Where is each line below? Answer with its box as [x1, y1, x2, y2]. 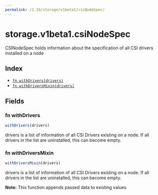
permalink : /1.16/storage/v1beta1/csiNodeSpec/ [5, 7, 105, 12]
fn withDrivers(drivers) [12, 78, 64, 83]
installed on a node [5, 50, 44, 56]
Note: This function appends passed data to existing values [5, 185, 127, 191]
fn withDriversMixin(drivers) [12, 83, 75, 89]
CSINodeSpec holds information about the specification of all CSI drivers [5, 45, 154, 51]
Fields [5, 97, 25, 105]
